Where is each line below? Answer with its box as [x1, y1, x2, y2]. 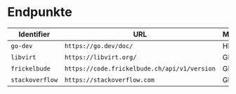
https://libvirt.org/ [64, 53, 137, 61]
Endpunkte [7, 4, 72, 20]
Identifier [18, 29, 51, 39]
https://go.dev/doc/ [64, 42, 133, 49]
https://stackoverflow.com [64, 76, 155, 84]
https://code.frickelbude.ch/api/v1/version [64, 64, 216, 72]
